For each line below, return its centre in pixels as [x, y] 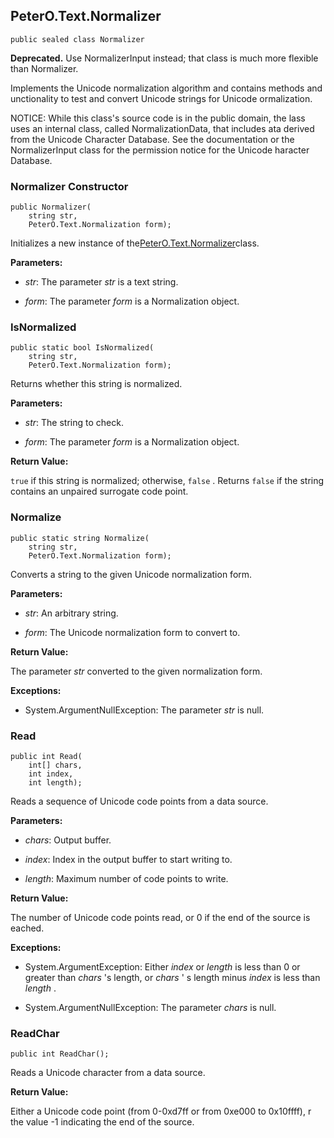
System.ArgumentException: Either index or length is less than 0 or [162, 967]
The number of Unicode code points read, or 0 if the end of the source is [160, 917]
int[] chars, [55, 765]
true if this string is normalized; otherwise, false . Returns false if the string [167, 481]
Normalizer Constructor [69, 186]
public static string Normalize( [80, 538]
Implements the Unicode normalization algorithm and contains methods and [166, 88]
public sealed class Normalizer [77, 39]
